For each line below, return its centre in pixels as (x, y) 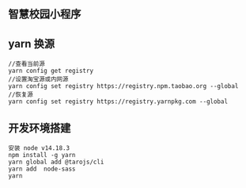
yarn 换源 (32, 43)
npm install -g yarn (42, 155)
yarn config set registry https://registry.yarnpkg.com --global (118, 102)
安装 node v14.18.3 (39, 148)
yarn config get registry (51, 71)
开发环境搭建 (40, 128)
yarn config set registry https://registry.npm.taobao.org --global (123, 86)
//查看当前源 (26, 64)
